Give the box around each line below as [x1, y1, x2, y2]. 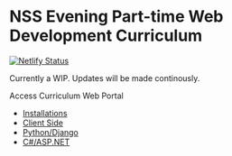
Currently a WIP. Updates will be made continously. [9, 72, 200, 83]
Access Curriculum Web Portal [9, 90, 124, 101]
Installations [22, 107, 68, 118]
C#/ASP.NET [22, 136, 70, 147]
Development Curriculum [9, 25, 203, 46]
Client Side [22, 117, 63, 128]
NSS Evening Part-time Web [9, 6, 224, 27]
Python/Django [22, 126, 79, 137]
